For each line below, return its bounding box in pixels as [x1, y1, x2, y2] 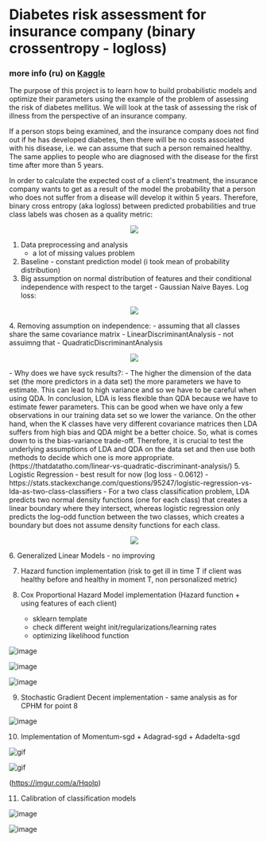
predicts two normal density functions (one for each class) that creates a [9, 495, 248, 505]
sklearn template [32, 614, 88, 624]
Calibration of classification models [20, 793, 137, 803]
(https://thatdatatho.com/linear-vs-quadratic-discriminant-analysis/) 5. [9, 462, 241, 471]
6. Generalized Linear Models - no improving [9, 551, 156, 560]
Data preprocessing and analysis [20, 240, 129, 250]
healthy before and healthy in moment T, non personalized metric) [20, 575, 238, 584]
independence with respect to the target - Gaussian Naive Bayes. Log [20, 283, 249, 292]
